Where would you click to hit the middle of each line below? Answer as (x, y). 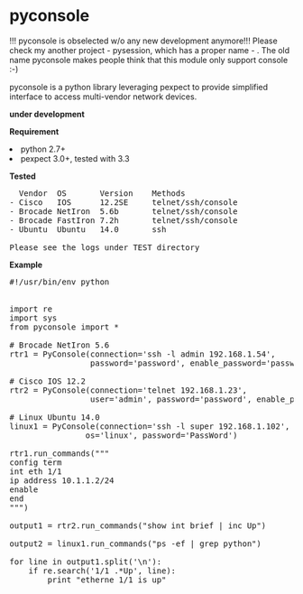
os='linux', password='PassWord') (161, 435)
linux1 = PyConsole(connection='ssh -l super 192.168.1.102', (150, 426)
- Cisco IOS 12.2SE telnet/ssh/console (124, 202)
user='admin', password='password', (171, 399)
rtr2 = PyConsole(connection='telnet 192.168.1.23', (129, 390)
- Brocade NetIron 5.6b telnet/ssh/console (124, 211)
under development (47, 114)
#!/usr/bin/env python (60, 282)
